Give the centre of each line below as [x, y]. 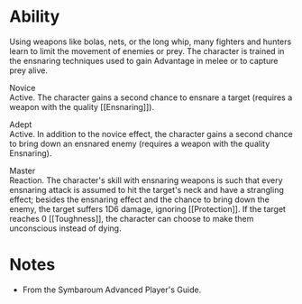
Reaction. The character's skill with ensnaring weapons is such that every [146, 180]
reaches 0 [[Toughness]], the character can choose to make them [132, 218]
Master [23, 170]
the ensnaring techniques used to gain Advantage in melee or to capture [144, 60]
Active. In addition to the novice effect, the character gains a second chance [151, 134]
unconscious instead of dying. [65, 228]
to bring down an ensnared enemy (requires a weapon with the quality [140, 143]
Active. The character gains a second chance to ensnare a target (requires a [151, 97]
